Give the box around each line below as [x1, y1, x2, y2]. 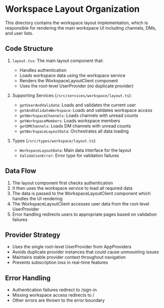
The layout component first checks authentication [12, 180, 113, 186]
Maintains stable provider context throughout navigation [12, 254, 126, 260]
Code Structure [5, 44, 53, 53]
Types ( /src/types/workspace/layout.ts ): [12, 137, 97, 143]
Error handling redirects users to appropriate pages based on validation [12, 211, 157, 217]
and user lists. [5, 30, 33, 36]
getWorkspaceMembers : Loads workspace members [19, 117, 120, 124]
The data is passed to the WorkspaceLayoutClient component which [12, 190, 151, 196]
